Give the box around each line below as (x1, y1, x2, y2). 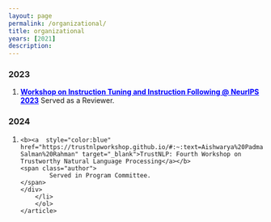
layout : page (8, 11, 53, 20)
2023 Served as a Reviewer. (19, 96, 115, 105)
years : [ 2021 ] (8, 34, 57, 43)
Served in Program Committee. (49, 171, 151, 179)
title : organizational (8, 27, 85, 35)
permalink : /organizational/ (8, 19, 107, 28)
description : (8, 42, 53, 50)
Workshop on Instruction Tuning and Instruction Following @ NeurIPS (19, 87, 260, 97)
